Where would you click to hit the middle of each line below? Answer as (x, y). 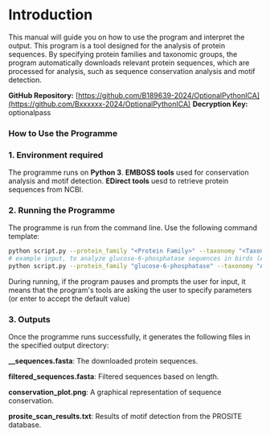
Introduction (51, 15)
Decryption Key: (220, 104)
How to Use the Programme (63, 133)
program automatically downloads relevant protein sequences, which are (129, 63)
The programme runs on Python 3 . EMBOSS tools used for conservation (129, 173)
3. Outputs (29, 319)
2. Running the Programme (61, 211)
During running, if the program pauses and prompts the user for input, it (127, 282)
